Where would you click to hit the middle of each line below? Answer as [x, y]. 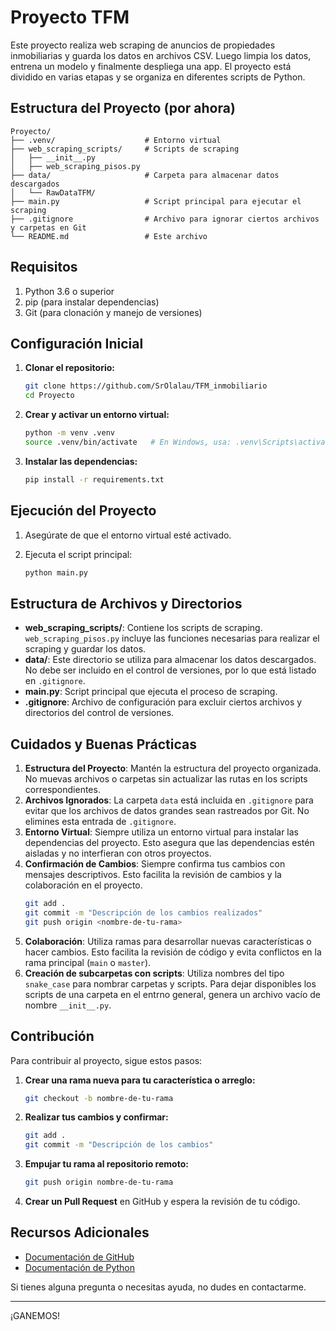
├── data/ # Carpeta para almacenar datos [145, 175]
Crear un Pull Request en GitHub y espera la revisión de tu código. [162, 1201]
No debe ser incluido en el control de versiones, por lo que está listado [170, 670]
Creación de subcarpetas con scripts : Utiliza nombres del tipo [154, 973]
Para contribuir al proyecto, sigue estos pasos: [106, 1060]
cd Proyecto [49, 396]
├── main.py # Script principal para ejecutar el [156, 201]
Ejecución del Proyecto [83, 511]
